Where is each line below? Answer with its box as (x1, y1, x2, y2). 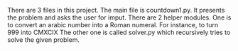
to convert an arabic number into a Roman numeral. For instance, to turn (7, 21, 219, 29)
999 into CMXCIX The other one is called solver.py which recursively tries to (7, 28, 231, 36)
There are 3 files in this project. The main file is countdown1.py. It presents (7, 6, 225, 14)
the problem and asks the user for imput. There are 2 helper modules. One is (7, 13, 232, 22)
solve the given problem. (7, 36, 80, 44)
